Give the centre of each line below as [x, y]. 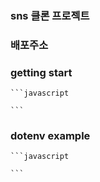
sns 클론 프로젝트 [50, 15]
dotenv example [50, 136]
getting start [41, 72]
